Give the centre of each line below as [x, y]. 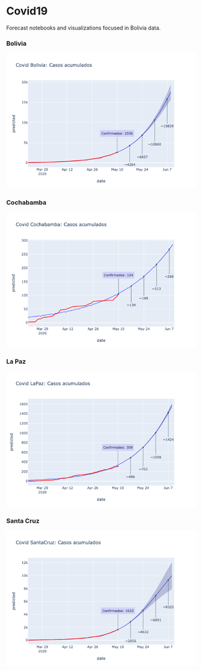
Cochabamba [26, 203]
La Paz [16, 362]
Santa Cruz [23, 521]
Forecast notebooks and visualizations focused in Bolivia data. [84, 28]
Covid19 [27, 11]
